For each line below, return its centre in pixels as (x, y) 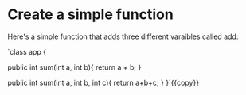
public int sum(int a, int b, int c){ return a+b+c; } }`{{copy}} (103, 82)
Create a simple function (91, 15)
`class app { (27, 51)
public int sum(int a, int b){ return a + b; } (74, 67)
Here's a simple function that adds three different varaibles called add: (123, 36)
